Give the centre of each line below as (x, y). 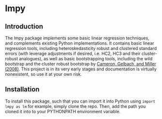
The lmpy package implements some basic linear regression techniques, (77, 38)
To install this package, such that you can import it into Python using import (80, 101)
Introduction (24, 26)
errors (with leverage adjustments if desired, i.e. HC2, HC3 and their (73, 53)
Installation (22, 90)
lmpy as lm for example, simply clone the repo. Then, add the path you (75, 106)
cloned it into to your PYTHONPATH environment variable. (63, 111)
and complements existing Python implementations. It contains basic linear (80, 43)
